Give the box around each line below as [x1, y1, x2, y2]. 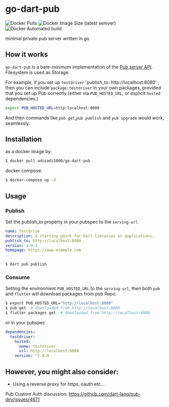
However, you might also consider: [5, 367, 119, 376]
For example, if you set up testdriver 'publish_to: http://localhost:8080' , [5, 79, 160, 85]
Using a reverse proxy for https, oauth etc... [12, 381, 105, 387]
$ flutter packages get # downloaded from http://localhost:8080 [5, 310, 150, 315]
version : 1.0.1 [5, 243, 38, 248]
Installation [5, 135, 42, 144]
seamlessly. [5, 120, 30, 126]
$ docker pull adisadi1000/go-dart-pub [5, 158, 91, 164]
